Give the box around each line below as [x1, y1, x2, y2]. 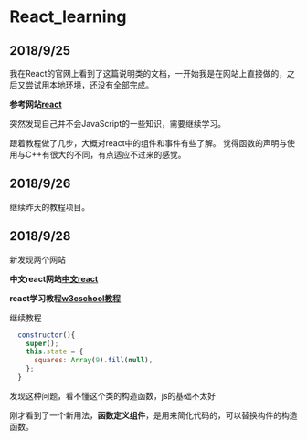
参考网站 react [9, 99, 62, 110]
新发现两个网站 [9, 254, 66, 265]
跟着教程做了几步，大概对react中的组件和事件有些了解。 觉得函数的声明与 [9, 138, 288, 148]
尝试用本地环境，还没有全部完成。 [25, 79, 153, 90]
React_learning [9, 6, 127, 27]
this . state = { [26, 347, 84, 357]
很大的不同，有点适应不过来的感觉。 [49, 149, 186, 160]
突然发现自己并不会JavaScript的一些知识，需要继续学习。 [9, 119, 227, 129]
